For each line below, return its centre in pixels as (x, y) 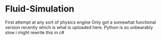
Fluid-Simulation (40, 9)
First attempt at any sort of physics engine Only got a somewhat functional (80, 22)
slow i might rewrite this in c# (35, 32)
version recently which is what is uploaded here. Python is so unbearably (79, 27)
